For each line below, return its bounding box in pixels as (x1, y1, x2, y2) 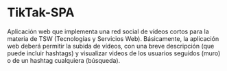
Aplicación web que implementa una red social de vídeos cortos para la (7, 27, 209, 35)
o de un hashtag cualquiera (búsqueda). (7, 56, 121, 64)
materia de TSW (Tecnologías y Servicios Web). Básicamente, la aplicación (7, 34, 219, 42)
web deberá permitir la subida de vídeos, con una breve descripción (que (7, 42, 215, 50)
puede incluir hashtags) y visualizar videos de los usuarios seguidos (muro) (7, 49, 221, 57)
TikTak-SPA (7, 5, 75, 20)
